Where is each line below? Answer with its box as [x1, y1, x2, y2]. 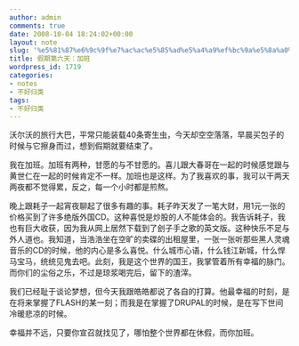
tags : [9, 95, 29, 105]
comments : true [9, 21, 66, 30]
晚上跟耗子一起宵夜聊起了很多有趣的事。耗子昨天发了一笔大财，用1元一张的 [9, 201, 286, 212]
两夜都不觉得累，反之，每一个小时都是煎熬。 [9, 181, 174, 192]
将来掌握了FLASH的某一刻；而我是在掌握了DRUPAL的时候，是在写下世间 [16, 297, 284, 308]
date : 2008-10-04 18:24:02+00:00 [9, 29, 133, 38]
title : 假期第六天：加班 [9, 54, 91, 63]
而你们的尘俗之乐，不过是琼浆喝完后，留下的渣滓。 [9, 268, 197, 278]
